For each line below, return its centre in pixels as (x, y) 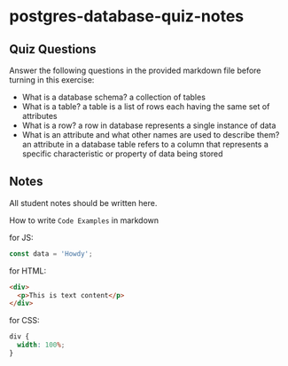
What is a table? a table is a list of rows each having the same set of (146, 107)
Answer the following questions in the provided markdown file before (135, 70)
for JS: (21, 237)
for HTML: (28, 271)
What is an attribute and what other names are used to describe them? (151, 135)
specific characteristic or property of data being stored (122, 154)
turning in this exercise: (52, 80)
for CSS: (24, 321)
